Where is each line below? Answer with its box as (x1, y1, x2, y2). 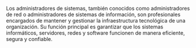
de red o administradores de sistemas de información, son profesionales (6, 11, 181, 18)
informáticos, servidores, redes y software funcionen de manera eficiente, (6, 29, 185, 36)
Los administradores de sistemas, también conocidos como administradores (6, 5, 190, 12)
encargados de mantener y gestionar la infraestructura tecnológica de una (6, 17, 185, 24)
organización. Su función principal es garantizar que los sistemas (6, 23, 164, 30)
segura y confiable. (6, 36, 53, 42)
